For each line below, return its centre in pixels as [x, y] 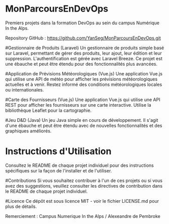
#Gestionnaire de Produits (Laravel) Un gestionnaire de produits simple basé [85, 48]
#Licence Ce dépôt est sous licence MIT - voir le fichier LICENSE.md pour [82, 201]
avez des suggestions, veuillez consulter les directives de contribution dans [84, 186]
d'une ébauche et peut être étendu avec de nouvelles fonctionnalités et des [84, 125]
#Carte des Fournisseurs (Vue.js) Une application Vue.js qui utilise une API [83, 100]
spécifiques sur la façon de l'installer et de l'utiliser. [59, 170]
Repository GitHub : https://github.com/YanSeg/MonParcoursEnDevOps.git [83, 38]
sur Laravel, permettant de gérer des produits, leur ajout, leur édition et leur [84, 53]
